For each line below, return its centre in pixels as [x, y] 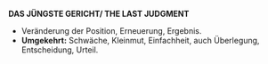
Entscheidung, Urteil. [60, 50]
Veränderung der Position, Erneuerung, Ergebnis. [111, 31]
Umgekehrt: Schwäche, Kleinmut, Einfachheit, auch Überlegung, [140, 40]
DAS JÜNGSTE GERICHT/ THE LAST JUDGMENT [99, 14]
